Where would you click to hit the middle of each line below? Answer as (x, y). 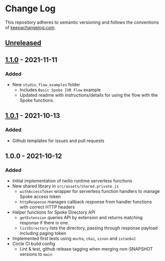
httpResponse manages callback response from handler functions (86, 202)
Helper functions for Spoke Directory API (54, 212)
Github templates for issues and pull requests (58, 141)
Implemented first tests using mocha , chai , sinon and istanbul (74, 239)
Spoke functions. (37, 100)
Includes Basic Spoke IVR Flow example (60, 90)
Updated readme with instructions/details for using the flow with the (89, 95)
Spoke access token (40, 197)
